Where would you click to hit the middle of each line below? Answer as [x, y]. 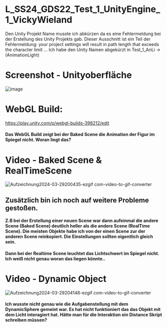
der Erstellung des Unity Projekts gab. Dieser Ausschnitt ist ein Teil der [78, 39]
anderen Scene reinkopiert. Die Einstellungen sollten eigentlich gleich [79, 236]
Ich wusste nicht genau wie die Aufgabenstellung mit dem [67, 304]
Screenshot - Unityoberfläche [68, 75]
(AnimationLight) [22, 55]
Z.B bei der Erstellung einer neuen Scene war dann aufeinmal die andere [82, 220]
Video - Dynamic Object [56, 279]
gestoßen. [22, 208]
